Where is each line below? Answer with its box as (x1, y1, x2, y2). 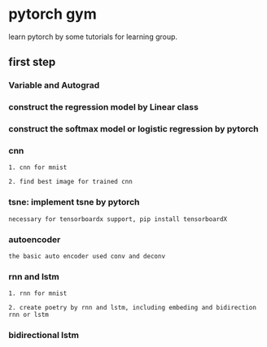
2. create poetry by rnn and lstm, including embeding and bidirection (8, 304, 256, 312)
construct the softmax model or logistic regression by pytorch (8, 124, 259, 135)
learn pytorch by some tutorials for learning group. (8, 32, 177, 41)
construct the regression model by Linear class (8, 102, 199, 113)
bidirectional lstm (8, 330, 80, 341)
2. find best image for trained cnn (8, 178, 133, 186)
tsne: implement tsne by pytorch (8, 197, 140, 208)
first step (8, 55, 56, 69)
